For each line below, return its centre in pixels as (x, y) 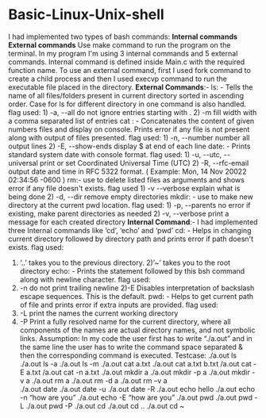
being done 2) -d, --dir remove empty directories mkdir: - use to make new (131, 197)
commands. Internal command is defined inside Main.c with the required (127, 62)
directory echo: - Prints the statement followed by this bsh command (132, 270)
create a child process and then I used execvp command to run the (118, 79)
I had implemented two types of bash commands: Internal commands (123, 36)
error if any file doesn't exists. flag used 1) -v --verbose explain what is (124, 188)
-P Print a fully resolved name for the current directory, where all (125, 321)
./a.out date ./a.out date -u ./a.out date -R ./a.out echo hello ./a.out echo (137, 389)
